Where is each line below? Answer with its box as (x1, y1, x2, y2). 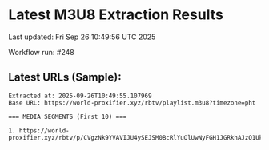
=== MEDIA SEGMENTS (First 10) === (8, 112, 127, 120)
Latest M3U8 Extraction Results (8, 6, 224, 24)
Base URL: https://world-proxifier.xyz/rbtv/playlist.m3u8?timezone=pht (8, 98, 256, 107)
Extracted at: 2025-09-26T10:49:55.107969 (8, 92, 152, 100)
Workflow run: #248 (8, 47, 74, 57)
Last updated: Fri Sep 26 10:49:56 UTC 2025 (8, 32, 156, 41)
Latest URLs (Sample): (8, 70, 122, 85)
